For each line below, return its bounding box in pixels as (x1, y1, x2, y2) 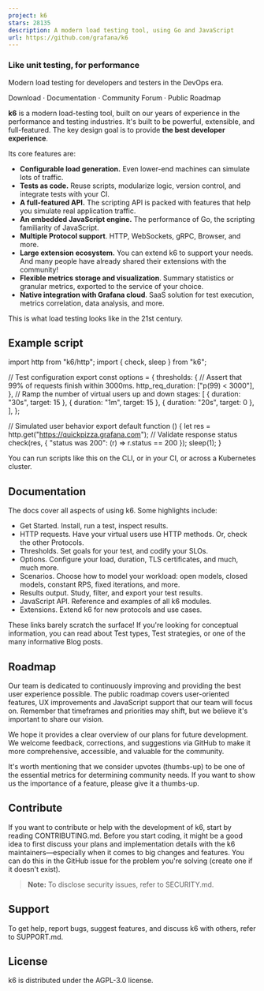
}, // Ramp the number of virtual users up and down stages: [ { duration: (8, 389, 241, 399)
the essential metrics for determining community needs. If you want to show (8, 770, 256, 779)
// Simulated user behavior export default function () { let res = (8, 422, 211, 431)
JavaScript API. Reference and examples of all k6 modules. (19, 597, 212, 606)
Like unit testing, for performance (8, 60, 140, 71)
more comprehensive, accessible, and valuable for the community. (8, 746, 225, 756)
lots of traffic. (19, 172, 64, 182)
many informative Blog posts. (8, 637, 103, 647)
